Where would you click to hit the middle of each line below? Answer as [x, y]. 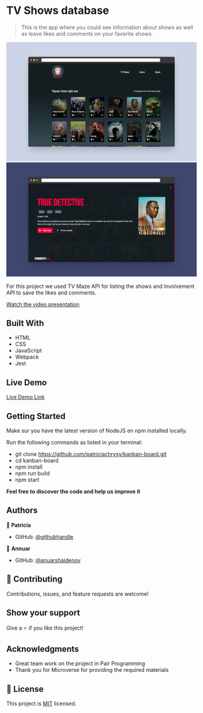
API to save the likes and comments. [51, 292]
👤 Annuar [18, 549]
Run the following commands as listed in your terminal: [74, 443]
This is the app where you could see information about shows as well [107, 27]
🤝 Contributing [34, 579]
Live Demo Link [26, 397]
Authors [22, 511]
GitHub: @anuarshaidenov [48, 560]
